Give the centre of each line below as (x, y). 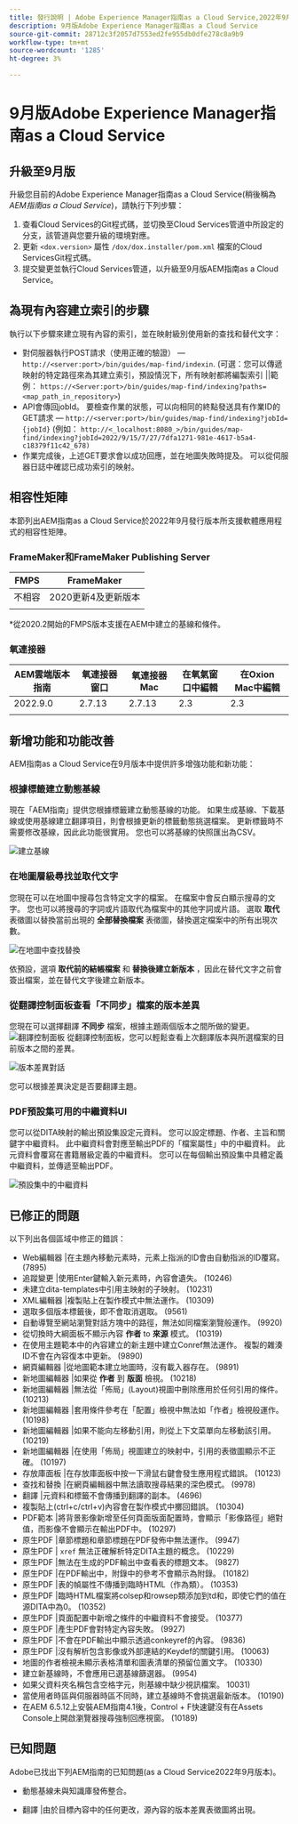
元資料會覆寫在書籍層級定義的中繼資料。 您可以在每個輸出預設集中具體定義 (146, 1155)
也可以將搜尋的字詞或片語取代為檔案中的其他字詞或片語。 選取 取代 (157, 908)
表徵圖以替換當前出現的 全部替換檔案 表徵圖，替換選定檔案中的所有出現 (140, 920)
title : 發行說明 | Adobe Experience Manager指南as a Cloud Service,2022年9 (148, 17)
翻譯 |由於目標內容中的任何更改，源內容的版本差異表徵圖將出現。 (141, 1809)
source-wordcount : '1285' (57, 51)
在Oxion (257, 674)
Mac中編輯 (258, 688)
